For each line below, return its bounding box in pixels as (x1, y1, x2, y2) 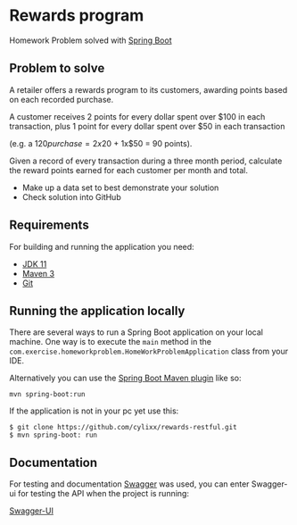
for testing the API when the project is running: (17, 488, 190, 499)
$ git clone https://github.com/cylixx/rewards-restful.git (9, 423, 238, 432)
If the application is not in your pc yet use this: (9, 405, 179, 416)
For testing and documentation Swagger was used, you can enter (9, 479, 250, 489)
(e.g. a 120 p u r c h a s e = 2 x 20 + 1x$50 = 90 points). (9, 137, 193, 148)
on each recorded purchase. (9, 94, 114, 104)
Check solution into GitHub (21, 191, 122, 202)
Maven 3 (21, 268, 55, 279)
